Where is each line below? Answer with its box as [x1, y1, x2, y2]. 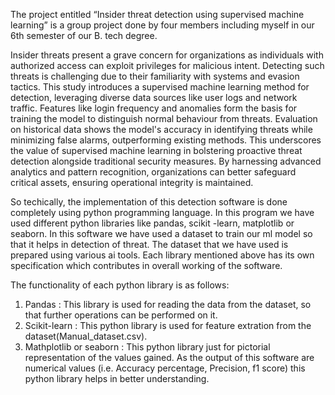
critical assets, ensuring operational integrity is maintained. [10, 177, 254, 188]
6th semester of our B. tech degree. [10, 30, 158, 41]
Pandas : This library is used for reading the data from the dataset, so [24, 299, 312, 310]
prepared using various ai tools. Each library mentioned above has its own [10, 249, 315, 261]
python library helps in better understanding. [24, 373, 210, 384]
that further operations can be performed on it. [24, 309, 218, 321]
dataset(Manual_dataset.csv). [24, 330, 148, 342]
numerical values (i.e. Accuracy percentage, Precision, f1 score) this [24, 362, 306, 374]
